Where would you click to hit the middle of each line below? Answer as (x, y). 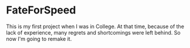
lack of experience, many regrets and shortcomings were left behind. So (93, 32)
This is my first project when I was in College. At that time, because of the (95, 26)
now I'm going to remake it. (39, 39)
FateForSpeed (41, 10)
